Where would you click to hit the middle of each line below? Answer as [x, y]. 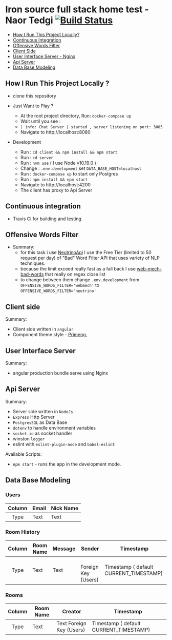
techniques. [33, 263]
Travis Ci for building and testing [47, 219]
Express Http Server [34, 417]
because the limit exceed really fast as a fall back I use [78, 269]
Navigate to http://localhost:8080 [55, 132]
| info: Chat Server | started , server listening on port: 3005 [91, 127]
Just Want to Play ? [33, 106]
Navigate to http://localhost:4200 [56, 185]
